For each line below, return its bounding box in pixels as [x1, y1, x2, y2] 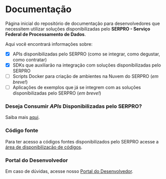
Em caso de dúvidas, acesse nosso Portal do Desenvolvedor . [5, 168, 133, 174]
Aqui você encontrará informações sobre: [5, 41, 93, 47]
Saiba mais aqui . [5, 114, 40, 121]
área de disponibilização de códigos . [5, 144, 82, 150]
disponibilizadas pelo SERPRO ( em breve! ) [12, 90, 101, 96]
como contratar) [12, 57, 47, 63]
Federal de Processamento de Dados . [5, 31, 86, 37]
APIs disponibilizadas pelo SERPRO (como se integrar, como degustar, [12, 51, 160, 57]
